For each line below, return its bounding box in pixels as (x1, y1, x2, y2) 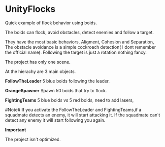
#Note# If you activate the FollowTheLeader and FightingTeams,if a (5, 107, 142, 112)
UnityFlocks (5, 3, 56, 15)
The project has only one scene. (5, 59, 70, 65)
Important (5, 127, 26, 133)
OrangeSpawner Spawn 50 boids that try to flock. (5, 87, 107, 93)
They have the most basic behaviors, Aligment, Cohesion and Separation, (5, 38, 154, 45)
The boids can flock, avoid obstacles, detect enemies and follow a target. (5, 29, 154, 35)
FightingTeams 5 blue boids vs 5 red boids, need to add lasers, (5, 97, 134, 103)
